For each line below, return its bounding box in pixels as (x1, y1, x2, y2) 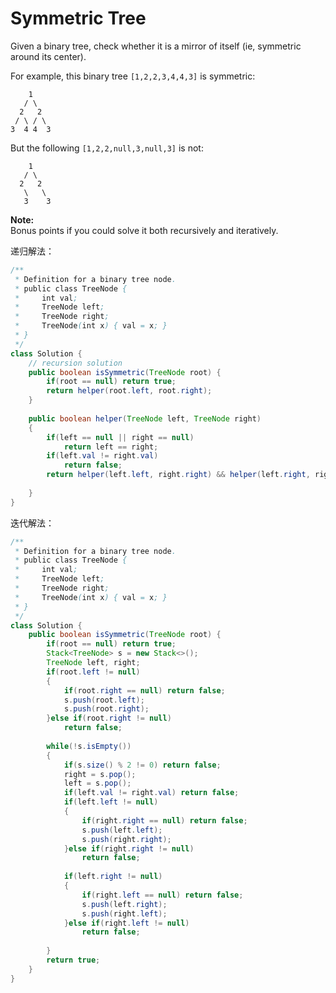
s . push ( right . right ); (81, 834, 172, 844)
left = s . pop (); (63, 778, 132, 789)
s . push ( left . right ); (81, 899, 168, 909)
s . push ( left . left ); (81, 825, 163, 835)
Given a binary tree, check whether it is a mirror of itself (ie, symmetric (10, 40, 302, 52)
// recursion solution (28, 358, 123, 368)
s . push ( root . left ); (63, 695, 145, 705)
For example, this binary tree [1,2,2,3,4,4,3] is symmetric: (10, 70, 256, 82)
